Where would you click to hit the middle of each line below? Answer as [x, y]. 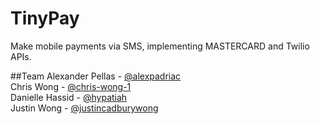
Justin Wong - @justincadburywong [84, 108]
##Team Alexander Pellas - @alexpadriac [96, 76]
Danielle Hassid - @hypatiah [69, 97]
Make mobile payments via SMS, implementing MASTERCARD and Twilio [160, 46]
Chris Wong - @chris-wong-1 [71, 86]
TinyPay [45, 18]
